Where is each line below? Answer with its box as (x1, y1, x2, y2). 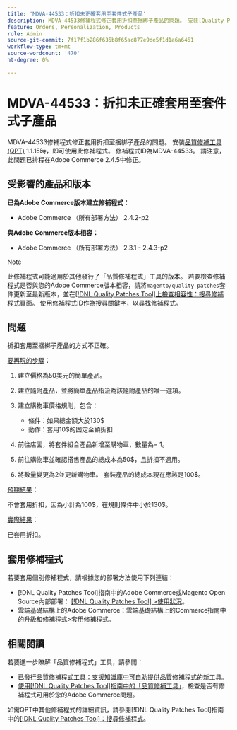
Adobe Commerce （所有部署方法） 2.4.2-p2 (17, 213, 150, 221)
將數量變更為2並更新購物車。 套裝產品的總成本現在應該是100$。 (17, 470, 205, 479)
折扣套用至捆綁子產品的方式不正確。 (7, 341, 113, 350)
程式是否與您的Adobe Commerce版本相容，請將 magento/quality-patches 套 (7, 281, 226, 289)
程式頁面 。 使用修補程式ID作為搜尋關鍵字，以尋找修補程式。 (7, 299, 182, 307)
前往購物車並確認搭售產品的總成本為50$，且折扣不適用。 (17, 456, 184, 464)
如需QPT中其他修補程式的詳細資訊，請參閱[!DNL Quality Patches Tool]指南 (7, 705, 224, 714)
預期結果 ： (7, 485, 39, 494)
